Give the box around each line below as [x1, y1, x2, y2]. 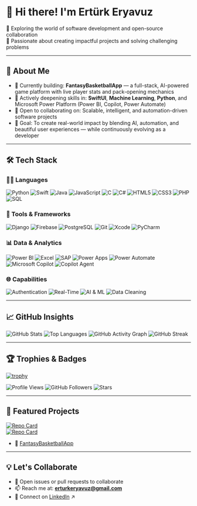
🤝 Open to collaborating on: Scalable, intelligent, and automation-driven [14, 107, 188, 114]
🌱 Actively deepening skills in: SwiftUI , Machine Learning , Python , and [14, 94, 188, 101]
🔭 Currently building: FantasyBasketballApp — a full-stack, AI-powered [14, 82, 189, 89]
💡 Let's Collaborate [6, 462, 77, 472]
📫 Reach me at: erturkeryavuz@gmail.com [14, 484, 123, 491]
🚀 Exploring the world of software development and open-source [6, 25, 163, 32]
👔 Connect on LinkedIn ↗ [14, 493, 75, 500]
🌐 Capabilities [6, 275, 47, 283]
